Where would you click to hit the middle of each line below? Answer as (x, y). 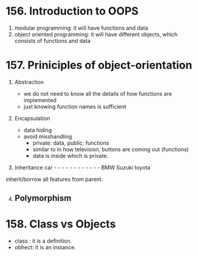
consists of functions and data (53, 41)
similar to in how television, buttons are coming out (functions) (111, 149)
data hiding (38, 130)
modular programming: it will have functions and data (81, 28)
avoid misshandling (48, 136)
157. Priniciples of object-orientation (99, 65)
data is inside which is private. (70, 156)
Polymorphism (43, 198)
